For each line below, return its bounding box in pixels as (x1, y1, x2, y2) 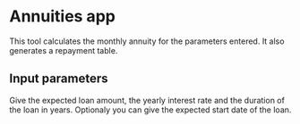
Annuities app (9, 6, 116, 27)
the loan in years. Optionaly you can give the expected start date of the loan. (9, 104, 292, 115)
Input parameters (9, 71, 109, 87)
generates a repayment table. (9, 45, 118, 55)
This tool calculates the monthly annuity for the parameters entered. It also (9, 36, 285, 46)
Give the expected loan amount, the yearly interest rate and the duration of (9, 95, 285, 105)
